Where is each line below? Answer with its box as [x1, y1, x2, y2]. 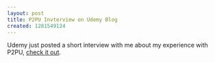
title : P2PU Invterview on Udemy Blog [7, 16, 118, 23]
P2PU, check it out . [7, 48, 62, 56]
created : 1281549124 [7, 22, 66, 29]
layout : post [7, 9, 45, 17]
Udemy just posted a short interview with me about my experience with [7, 41, 209, 49]
